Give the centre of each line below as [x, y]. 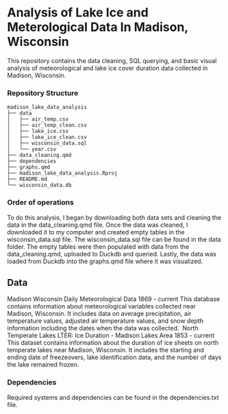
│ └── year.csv [32, 149]
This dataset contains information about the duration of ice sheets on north [113, 343]
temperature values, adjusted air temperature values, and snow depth [105, 321]
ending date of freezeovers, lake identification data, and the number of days [114, 357]
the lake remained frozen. [43, 365]
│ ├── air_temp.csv [38, 119]
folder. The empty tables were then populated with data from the [98, 246]
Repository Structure [43, 93]
